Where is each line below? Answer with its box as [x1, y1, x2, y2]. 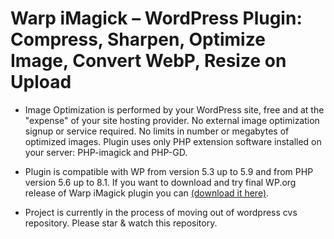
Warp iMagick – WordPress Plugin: [10, 7, 303, 30]
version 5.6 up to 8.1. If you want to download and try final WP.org [24, 176, 297, 188]
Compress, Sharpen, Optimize [10, 28, 266, 51]
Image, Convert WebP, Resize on [10, 50, 287, 72]
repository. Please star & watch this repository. [24, 217, 218, 229]
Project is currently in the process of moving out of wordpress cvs [24, 206, 298, 218]
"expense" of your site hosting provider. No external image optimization [24, 114, 320, 126]
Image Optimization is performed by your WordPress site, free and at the [24, 103, 325, 116]
